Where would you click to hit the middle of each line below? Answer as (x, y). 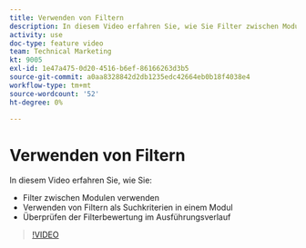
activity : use (36, 35)
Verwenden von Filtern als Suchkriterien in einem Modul (128, 208)
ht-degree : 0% (36, 102)
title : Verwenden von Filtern (67, 18)
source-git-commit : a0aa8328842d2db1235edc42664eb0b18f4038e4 (130, 77)
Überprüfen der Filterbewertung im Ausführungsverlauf (127, 217)
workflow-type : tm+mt (51, 85)
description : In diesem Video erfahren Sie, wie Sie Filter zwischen (144, 26)
